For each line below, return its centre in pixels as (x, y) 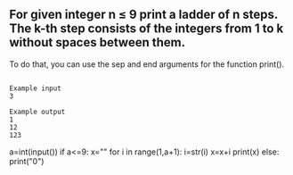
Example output (37, 112)
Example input (36, 88)
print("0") (27, 161)
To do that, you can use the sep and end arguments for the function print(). (147, 64)
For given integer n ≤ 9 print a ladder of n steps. (144, 15)
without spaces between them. (97, 42)
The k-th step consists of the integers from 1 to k (146, 29)
